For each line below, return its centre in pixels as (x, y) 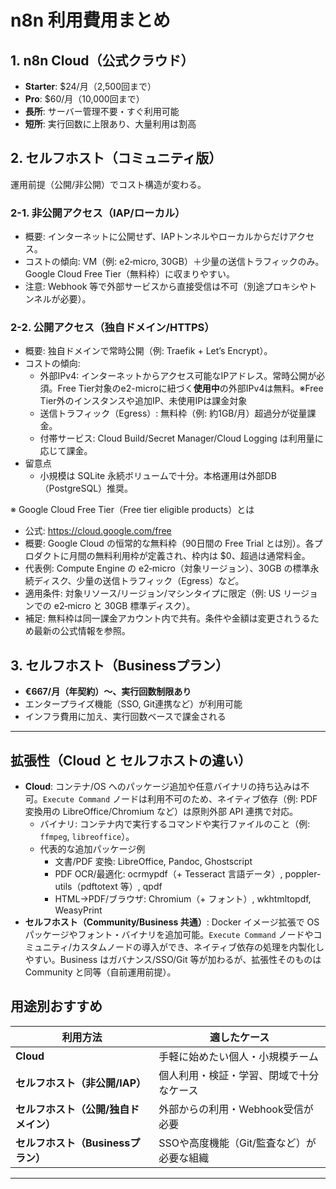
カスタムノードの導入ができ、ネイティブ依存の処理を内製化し (198, 947)
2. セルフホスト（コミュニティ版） (116, 158)
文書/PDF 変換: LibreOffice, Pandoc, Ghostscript (153, 862)
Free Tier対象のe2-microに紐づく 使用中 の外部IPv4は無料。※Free (190, 388)
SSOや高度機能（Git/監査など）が (237, 1143)
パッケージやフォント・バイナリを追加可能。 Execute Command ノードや (169, 935)
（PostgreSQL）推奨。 (86, 488)
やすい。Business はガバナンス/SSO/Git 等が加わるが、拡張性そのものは (173, 960)
